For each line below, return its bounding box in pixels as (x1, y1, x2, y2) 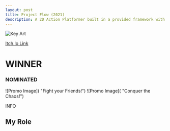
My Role (5, 117, 32, 126)
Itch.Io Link (5, 40, 29, 47)
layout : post (5, 7, 33, 13)
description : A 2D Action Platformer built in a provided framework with (5, 17, 165, 22)
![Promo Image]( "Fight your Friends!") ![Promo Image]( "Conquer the (5, 88, 151, 94)
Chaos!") (5, 93, 24, 99)
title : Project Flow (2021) (5, 12, 65, 17)
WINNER (5, 58, 42, 70)
